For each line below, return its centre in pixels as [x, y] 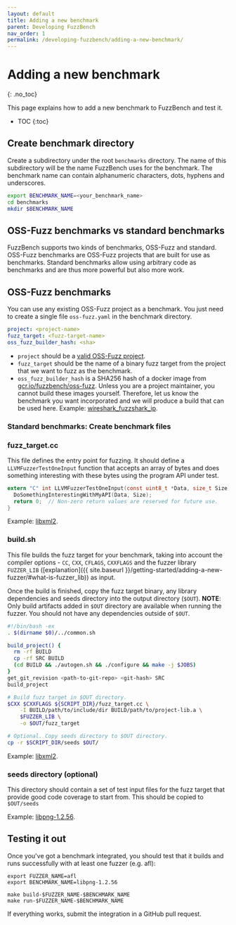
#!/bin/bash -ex [31, 626]
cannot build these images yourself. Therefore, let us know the [108, 393]
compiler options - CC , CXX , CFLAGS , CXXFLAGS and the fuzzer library [102, 562]
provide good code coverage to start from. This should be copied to [105, 797]
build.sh [22, 540]
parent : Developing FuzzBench [52, 27]
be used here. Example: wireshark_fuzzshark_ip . [87, 408]
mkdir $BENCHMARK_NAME [40, 209]
